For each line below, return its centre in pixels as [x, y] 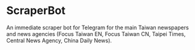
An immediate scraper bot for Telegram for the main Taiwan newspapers [98, 27]
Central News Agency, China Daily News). [59, 40]
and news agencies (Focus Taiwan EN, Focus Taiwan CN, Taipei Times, [96, 34]
